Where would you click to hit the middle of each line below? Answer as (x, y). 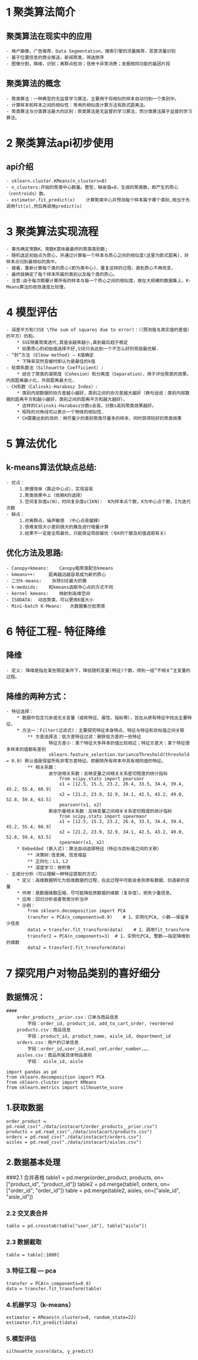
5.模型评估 (21, 1339)
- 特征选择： (20, 712)
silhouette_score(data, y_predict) (50, 1352)
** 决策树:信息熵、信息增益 (57, 855)
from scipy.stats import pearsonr (102, 779)
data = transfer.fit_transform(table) (54, 1289)
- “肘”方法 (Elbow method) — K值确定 (50, 355)
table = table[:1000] (33, 1255)
